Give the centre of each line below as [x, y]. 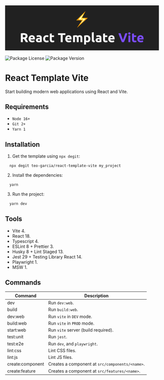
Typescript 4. [25, 241]
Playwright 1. [25, 262]
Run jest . [58, 337]
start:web [17, 330]
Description [96, 296]
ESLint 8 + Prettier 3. [33, 246]
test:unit [15, 337]
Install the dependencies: [38, 175]
